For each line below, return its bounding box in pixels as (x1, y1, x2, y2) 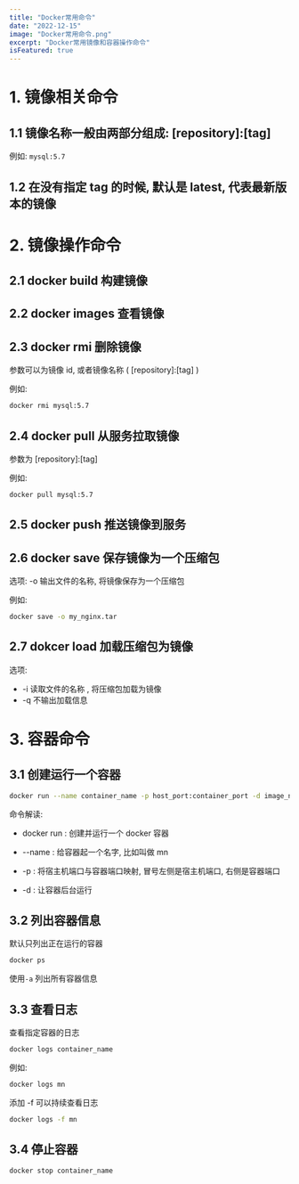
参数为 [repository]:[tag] (9, 453, 98, 464)
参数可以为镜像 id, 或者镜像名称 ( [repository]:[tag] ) (9, 364, 199, 375)
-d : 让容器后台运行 (21, 884, 93, 895)
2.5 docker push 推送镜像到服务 (9, 518, 187, 533)
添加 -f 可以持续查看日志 (9, 1097, 99, 1107)
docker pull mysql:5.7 (9, 490, 93, 499)
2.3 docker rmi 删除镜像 (9, 339, 142, 355)
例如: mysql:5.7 (9, 151, 66, 161)
